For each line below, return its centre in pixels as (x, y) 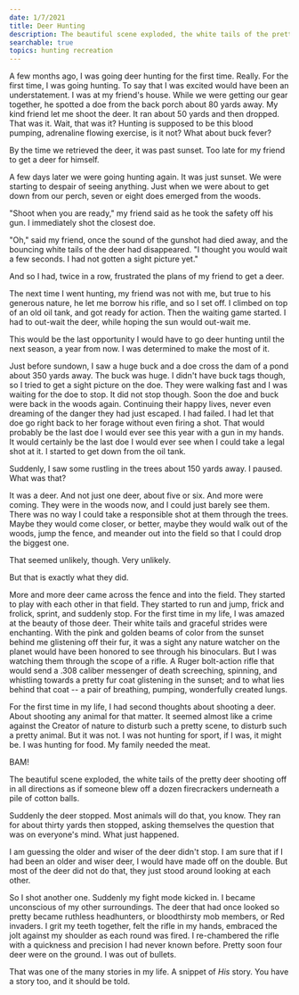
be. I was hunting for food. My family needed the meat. (110, 745)
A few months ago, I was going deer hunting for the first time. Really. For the (149, 76)
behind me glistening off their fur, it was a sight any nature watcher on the (145, 643)
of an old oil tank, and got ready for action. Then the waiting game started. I (148, 312)
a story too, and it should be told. (70, 982)
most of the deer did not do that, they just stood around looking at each (140, 871)
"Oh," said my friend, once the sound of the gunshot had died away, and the (149, 240)
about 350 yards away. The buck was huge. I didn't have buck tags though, (148, 376)
